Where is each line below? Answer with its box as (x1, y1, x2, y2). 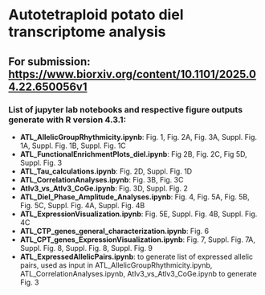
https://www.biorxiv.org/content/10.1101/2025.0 (8, 67, 257, 81)
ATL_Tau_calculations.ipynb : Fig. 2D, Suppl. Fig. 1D (19, 166, 193, 176)
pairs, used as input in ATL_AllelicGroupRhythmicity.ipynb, (19, 260, 213, 270)
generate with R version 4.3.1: (8, 114, 127, 125)
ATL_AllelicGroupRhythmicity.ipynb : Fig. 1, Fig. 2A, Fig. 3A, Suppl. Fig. (19, 132, 258, 141)
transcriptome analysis (8, 23, 166, 41)
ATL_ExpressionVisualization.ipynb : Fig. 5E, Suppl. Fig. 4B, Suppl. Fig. (19, 209, 258, 219)
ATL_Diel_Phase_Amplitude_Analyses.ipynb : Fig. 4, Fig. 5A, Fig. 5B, (19, 191, 251, 202)
